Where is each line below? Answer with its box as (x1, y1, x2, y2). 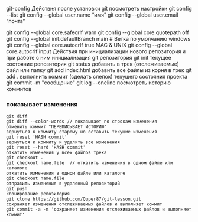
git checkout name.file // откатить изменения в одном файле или (6, 160, 173, 166)
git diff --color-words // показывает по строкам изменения (6, 119, 158, 125)
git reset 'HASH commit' (6, 134, 67, 141)
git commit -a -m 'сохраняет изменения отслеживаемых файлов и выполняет (6, 207, 192, 213)
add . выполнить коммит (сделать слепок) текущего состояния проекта (6, 73, 188, 80)
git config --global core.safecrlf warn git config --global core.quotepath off (6, 29, 189, 36)
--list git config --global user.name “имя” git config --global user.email (6, 11, 178, 18)
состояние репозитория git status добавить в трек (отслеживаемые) (6, 60, 179, 67)
